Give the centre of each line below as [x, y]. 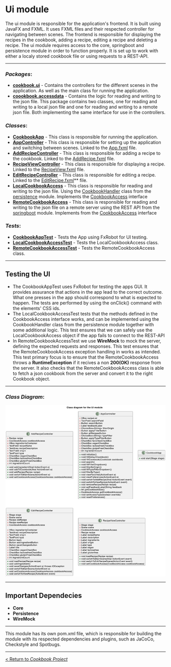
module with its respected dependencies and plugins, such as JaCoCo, [80, 639]
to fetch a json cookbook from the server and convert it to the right [83, 373]
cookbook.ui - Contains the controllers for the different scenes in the [85, 85]
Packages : [19, 74]
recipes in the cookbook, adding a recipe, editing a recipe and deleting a [81, 40]
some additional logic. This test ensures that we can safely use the [82, 330]
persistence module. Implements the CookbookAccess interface [80, 196]
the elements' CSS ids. [36, 308]
